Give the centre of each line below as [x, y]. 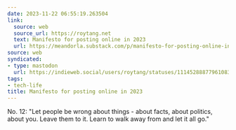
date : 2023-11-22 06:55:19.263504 [58, 14]
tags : [15, 79]
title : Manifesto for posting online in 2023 [75, 92]
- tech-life [25, 85]
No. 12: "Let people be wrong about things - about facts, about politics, [110, 112]
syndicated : [25, 59]
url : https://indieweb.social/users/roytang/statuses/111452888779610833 [124, 72]
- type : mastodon [33, 66]
